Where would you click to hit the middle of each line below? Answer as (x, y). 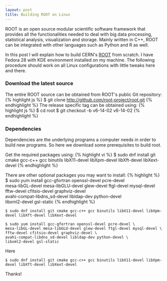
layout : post (19, 10)
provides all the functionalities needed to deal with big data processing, (79, 34)
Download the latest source (39, 83)
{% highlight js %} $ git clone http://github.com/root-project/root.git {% (79, 100)
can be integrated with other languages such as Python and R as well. (77, 45)
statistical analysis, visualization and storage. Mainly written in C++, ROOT (82, 39)
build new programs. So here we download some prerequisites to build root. (83, 145)
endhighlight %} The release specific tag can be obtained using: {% (75, 105)
